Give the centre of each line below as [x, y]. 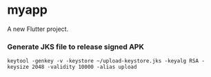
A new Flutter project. [38, 29]
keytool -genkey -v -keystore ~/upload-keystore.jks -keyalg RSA [103, 61]
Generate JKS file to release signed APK [76, 47]
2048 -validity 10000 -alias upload [84, 67]
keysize [18, 67]
